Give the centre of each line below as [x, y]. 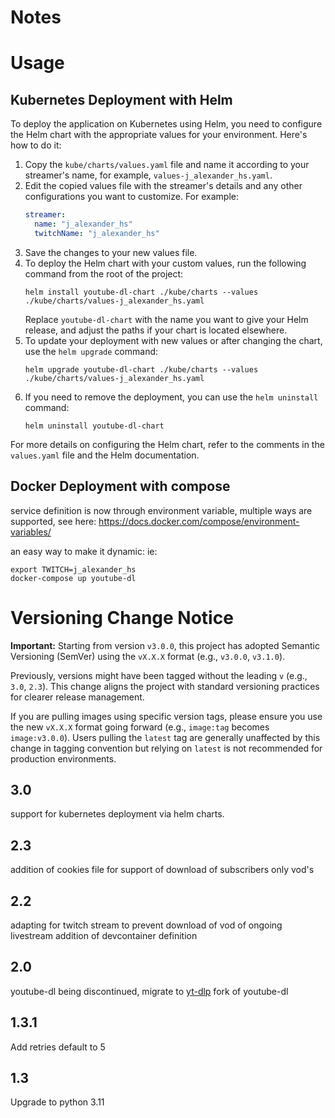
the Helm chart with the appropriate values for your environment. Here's [159, 135]
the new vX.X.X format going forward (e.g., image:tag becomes [140, 727]
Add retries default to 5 [58, 1047]
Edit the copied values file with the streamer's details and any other [163, 186]
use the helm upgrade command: [91, 351]
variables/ [31, 532]
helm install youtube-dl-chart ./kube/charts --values [141, 292]
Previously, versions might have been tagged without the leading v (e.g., [159, 675]
